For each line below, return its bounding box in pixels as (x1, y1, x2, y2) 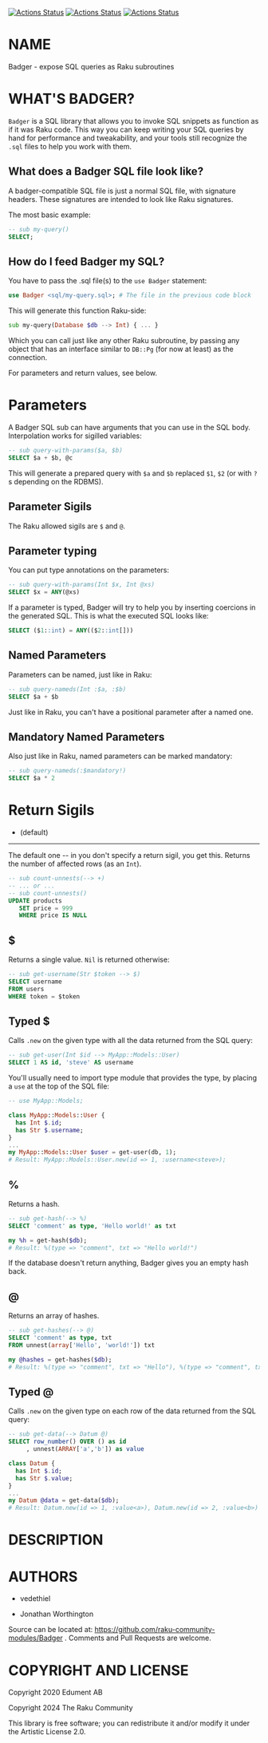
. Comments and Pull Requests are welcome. (65, 1633, 211, 1643)
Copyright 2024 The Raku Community (8, 1703, 133, 1713)
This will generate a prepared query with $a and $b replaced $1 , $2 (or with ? (8, 468, 258, 478)
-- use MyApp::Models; (8, 1097, 84, 1105)
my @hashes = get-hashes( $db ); (8, 1355, 112, 1364)
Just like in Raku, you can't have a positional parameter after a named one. (8, 707, 254, 717)
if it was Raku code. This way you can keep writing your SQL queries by (8, 125, 244, 134)
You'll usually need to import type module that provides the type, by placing (8, 1073, 258, 1083)
